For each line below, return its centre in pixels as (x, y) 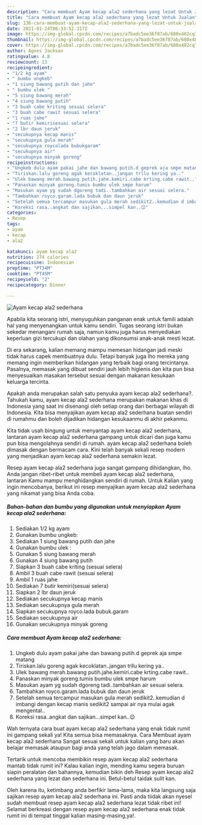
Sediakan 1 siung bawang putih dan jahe (65, 541)
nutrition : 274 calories (38, 257)
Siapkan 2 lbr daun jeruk (46, 592)
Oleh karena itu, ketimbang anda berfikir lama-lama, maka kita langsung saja (101, 790)
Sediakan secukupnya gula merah (57, 605)
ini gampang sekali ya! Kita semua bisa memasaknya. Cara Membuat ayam (99, 735)
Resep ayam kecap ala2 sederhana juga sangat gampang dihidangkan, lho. (100, 467)
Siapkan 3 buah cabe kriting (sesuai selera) (69, 567)
